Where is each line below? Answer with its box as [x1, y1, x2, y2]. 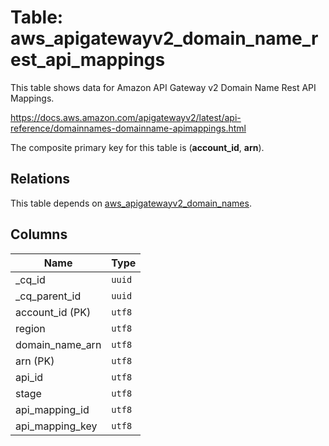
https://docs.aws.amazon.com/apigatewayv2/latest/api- [10, 111, 242, 123]
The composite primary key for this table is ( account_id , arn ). [10, 141, 265, 153]
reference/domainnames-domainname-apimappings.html [10, 122, 247, 134]
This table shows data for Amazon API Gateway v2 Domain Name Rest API [10, 81, 317, 93]
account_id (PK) [15, 305, 92, 319]
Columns [10, 226, 68, 243]
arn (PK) [15, 354, 55, 368]
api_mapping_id [15, 402, 90, 416]
